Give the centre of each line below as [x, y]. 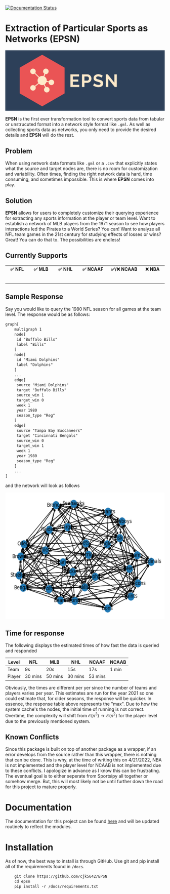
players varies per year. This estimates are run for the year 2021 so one [79, 693]
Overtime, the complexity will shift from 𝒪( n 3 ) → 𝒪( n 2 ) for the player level [81, 715]
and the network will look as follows [42, 485]
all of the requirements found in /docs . [45, 867]
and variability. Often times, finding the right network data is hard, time [79, 174]
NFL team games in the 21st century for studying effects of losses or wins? [83, 234]
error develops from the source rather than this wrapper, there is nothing [81, 755]
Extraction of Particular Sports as [77, 28]
